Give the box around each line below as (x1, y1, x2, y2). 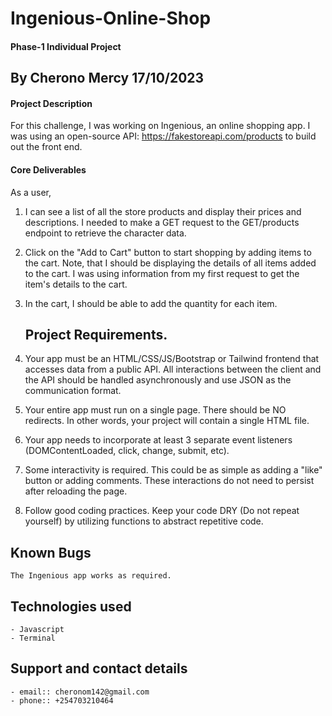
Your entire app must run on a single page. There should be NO (24, 404, 287, 416)
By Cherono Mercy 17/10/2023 (10, 70, 205, 87)
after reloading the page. (24, 485, 128, 497)
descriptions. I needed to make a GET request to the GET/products (24, 216, 300, 228)
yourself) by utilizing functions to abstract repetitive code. (24, 515, 264, 527)
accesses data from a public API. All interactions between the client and (24, 363, 322, 376)
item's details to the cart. (24, 278, 128, 290)
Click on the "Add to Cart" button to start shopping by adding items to (24, 246, 312, 258)
